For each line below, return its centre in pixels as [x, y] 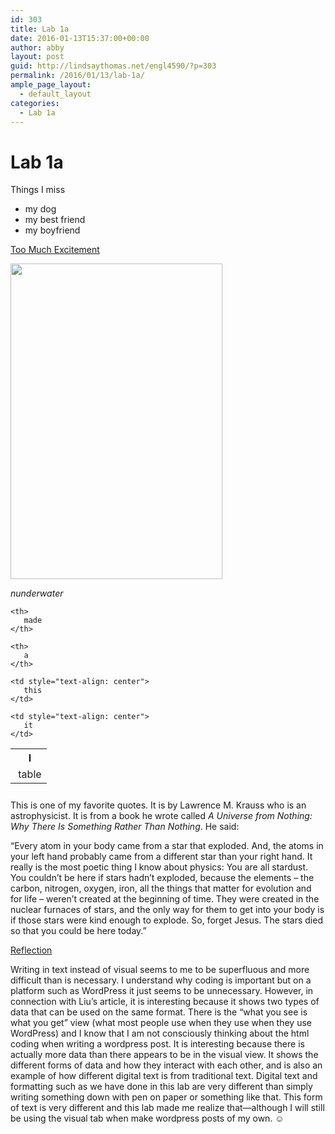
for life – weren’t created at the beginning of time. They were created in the [165, 899]
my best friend [55, 220]
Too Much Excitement [55, 250]
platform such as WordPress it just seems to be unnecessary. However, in [162, 991]
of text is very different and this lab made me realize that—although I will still [167, 1108]
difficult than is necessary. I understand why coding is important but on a [161, 980]
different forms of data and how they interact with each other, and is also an [166, 1065]
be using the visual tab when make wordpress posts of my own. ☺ [147, 1118]
